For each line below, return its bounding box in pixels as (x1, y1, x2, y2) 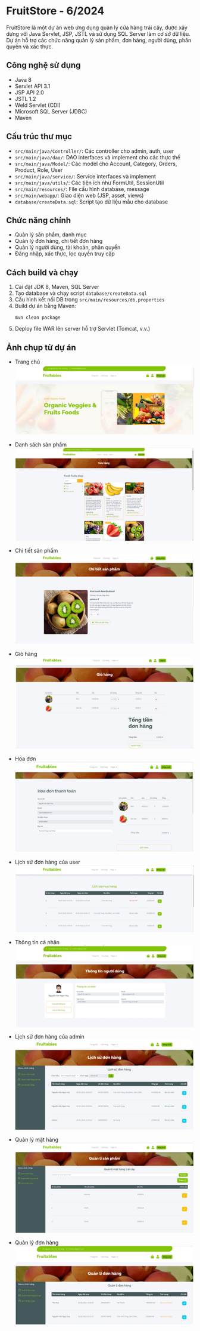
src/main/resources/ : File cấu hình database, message (14, 185, 150, 192)
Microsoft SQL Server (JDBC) (14, 107, 87, 115)
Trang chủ (14, 358, 40, 365)
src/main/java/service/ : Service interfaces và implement (14, 172, 156, 180)
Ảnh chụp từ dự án (6, 342, 76, 353)
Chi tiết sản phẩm (14, 547, 58, 554)
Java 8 (14, 76, 32, 83)
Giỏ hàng (14, 650, 37, 657)
